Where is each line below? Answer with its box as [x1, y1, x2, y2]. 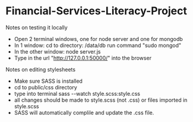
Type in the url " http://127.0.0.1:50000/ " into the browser [14, 54, 152, 61]
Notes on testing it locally [5, 24, 68, 31]
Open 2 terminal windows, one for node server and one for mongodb [14, 35, 183, 42]
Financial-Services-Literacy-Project [5, 4, 188, 18]
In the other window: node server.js [14, 48, 101, 55]
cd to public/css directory [14, 83, 78, 90]
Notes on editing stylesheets [5, 65, 75, 73]
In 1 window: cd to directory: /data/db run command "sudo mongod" [14, 42, 182, 49]
